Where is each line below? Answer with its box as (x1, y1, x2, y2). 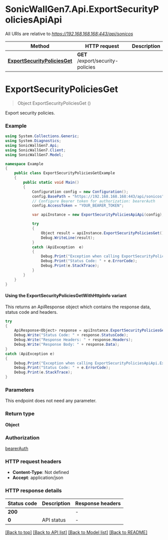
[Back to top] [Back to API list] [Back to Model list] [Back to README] (5, 529, 147, 535)
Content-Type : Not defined (12, 469, 69, 475)
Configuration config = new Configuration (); (31, 189, 128, 194)
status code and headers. (5, 309, 58, 315)
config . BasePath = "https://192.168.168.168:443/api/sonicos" (31, 194, 164, 199)
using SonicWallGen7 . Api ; (5, 143, 59, 148)
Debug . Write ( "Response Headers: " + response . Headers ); (14, 337, 133, 342)
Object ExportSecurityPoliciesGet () (17, 100, 91, 106)
